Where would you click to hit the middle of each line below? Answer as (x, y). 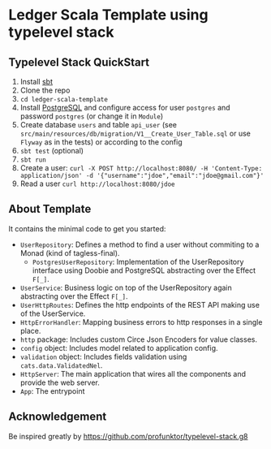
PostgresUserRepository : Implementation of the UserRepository (138, 261)
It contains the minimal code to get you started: (87, 228)
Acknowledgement (58, 417)
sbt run (33, 160)
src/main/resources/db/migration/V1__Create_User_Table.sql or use (135, 133)
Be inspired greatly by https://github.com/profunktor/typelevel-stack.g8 (128, 436)
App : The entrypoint (52, 391)
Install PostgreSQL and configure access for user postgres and (125, 108)
